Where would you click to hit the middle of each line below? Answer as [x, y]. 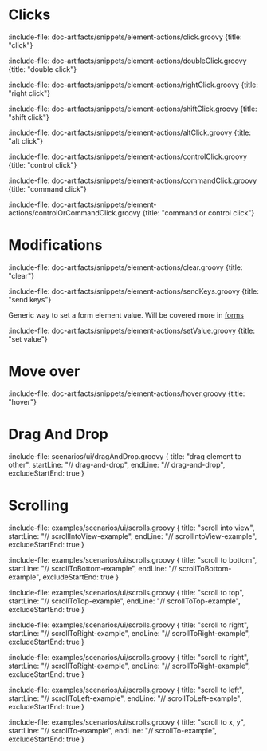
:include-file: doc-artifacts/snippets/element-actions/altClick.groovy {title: [130, 132]
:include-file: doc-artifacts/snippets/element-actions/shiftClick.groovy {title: [133, 109]
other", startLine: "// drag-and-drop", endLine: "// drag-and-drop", [117, 464]
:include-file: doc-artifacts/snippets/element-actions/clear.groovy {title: [126, 267]
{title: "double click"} [43, 69]
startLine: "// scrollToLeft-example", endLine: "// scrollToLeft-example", [125, 698]
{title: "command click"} [47, 188]
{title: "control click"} [43, 164]
